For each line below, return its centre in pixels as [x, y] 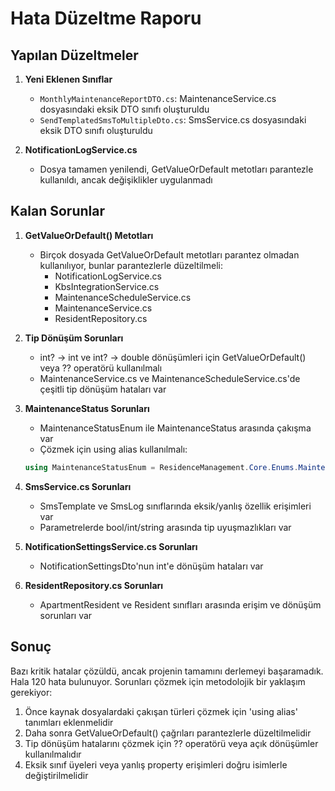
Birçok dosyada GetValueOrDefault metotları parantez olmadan [169, 254]
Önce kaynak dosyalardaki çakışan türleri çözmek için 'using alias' [161, 711]
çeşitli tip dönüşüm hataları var [103, 389]
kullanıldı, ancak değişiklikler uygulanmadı [126, 180]
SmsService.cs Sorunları [78, 486]
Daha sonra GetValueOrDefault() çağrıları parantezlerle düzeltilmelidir [168, 733]
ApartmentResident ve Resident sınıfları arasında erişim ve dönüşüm [180, 604]
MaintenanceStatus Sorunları [87, 408]
